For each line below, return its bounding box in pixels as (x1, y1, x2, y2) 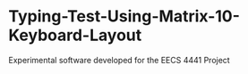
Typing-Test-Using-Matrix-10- (8, 6, 241, 27)
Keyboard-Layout (8, 25, 142, 45)
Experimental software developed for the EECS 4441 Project (8, 54, 230, 65)
